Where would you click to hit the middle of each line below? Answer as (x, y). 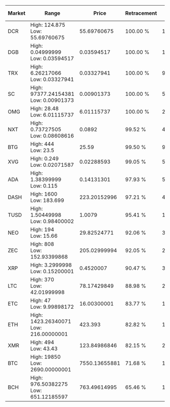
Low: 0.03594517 (52, 59)
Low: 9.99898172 (52, 307)
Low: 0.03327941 (52, 79)
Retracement (141, 13)
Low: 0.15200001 (52, 271)
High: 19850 (45, 357)
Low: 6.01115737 (52, 115)
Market (17, 13)
